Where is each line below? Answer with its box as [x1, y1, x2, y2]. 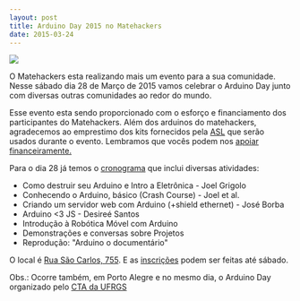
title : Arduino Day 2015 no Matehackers [9, 21, 163, 30]
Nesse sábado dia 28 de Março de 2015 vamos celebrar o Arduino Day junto [9, 81, 291, 91]
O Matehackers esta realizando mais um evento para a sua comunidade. [9, 71, 276, 82]
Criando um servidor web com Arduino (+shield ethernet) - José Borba [21, 199, 285, 211]
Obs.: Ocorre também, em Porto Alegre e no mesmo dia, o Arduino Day [9, 272, 271, 283]
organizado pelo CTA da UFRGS [9, 281, 127, 292]
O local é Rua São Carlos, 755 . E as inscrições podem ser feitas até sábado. [9, 254, 289, 265]
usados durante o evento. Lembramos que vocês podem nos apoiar [9, 136, 260, 147]
